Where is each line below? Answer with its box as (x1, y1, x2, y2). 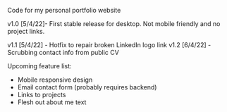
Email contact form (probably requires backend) (17, 83, 157, 91)
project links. (7, 27, 45, 35)
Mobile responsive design (17, 75, 93, 84)
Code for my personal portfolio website (7, 6, 121, 14)
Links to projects (17, 91, 66, 99)
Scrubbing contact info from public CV (7, 49, 120, 56)
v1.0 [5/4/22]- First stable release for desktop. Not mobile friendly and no (7, 20, 221, 27)
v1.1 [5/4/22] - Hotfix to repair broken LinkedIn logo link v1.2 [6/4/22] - (7, 41, 211, 49)
